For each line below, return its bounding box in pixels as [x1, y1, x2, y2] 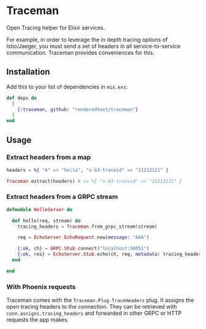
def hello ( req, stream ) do [12, 217, 81, 224]
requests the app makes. [6, 316, 69, 323]
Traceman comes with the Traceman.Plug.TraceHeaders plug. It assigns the [6, 296, 194, 304]
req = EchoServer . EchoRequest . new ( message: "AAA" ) [17, 234, 150, 241]
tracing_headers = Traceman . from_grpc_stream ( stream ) [17, 223, 158, 230]
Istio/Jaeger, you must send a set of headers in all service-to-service [6, 42, 181, 50]
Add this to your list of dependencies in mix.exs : [6, 83, 128, 90]
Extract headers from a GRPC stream [6, 193, 118, 201]
